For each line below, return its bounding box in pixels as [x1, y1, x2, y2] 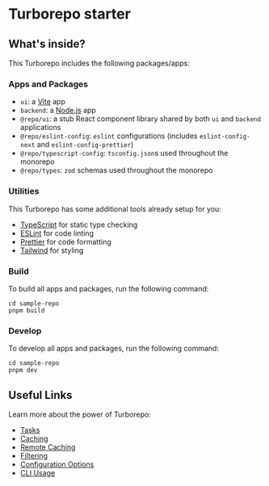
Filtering [19, 451, 48, 460]
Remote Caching [19, 442, 76, 452]
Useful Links [8, 388, 73, 402]
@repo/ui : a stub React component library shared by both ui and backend [19, 114, 261, 124]
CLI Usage [19, 468, 56, 477]
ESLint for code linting [19, 228, 95, 238]
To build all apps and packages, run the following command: [8, 283, 209, 293]
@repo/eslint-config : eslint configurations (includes [19, 131, 198, 141]
